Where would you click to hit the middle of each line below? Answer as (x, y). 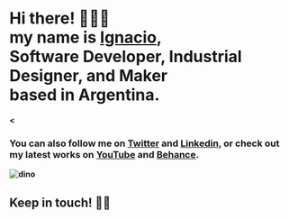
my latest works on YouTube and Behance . (104, 154)
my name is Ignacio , (86, 37)
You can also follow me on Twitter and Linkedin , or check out (144, 143)
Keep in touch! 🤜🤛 (60, 202)
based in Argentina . (85, 95)
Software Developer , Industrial (126, 57)
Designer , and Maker (89, 76)
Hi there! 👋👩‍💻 (60, 18)
